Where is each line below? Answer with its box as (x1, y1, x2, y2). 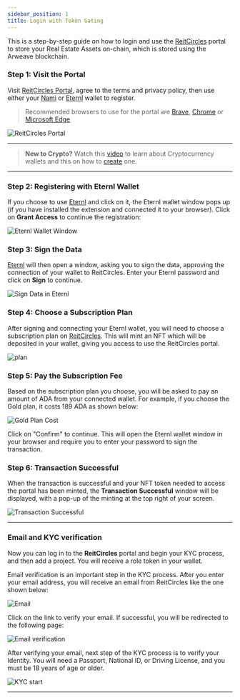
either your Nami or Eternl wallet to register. (7, 94, 136, 102)
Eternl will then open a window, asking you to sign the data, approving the (7, 261, 225, 269)
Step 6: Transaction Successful (7, 462, 119, 472)
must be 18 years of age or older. (7, 664, 105, 672)
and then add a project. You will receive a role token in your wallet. (7, 556, 204, 565)
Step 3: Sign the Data (7, 244, 82, 254)
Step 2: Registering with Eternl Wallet (7, 181, 139, 191)
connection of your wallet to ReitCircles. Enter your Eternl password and (7, 269, 220, 277)
